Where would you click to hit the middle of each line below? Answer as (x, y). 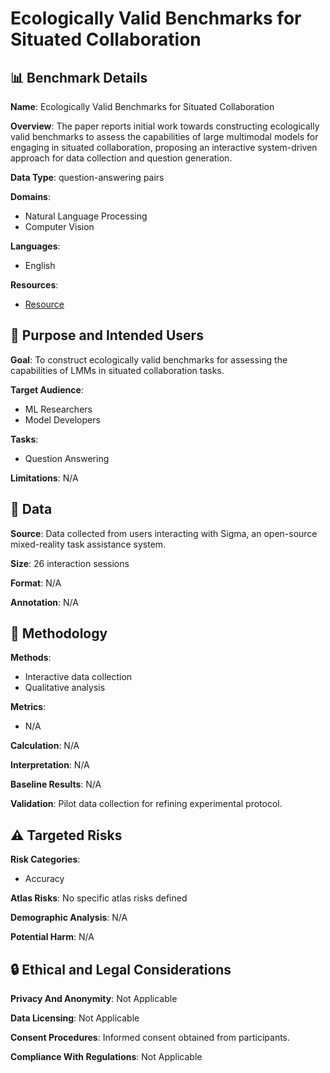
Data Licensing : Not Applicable (75, 1018)
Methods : (31, 658)
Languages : (35, 246)
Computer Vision (59, 226)
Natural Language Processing (86, 216)
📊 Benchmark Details (79, 77)
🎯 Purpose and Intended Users (107, 335)
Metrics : (28, 707)
